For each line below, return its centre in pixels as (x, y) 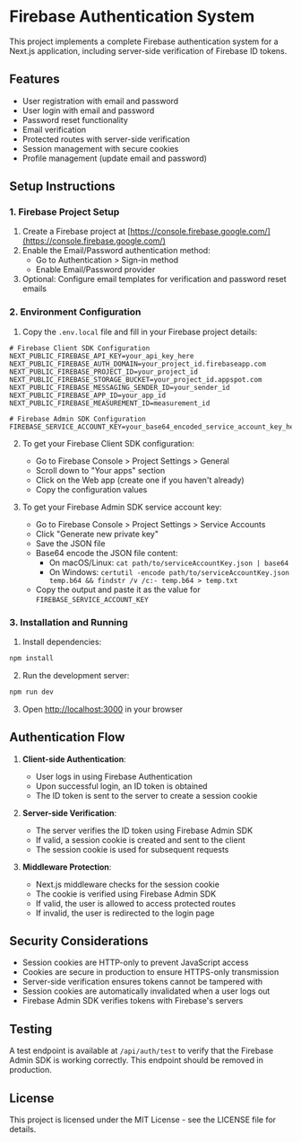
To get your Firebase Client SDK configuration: (108, 443)
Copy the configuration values (91, 489)
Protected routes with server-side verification (106, 139)
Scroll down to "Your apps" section (100, 470)
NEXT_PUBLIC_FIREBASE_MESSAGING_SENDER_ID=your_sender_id (120, 387)
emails (34, 288)
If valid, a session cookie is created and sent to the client (141, 840)
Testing (31, 1029)
